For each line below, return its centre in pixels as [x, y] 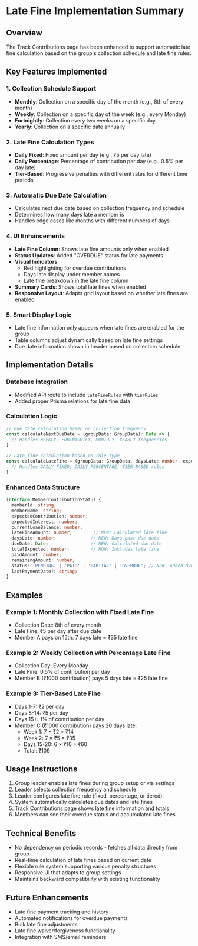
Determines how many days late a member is [69, 215]
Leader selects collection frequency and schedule [75, 790]
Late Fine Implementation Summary [95, 11]
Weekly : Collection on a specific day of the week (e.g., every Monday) [100, 114]
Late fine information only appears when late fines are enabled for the [99, 327]
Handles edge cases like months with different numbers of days [92, 221]
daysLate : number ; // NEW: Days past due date [85, 538]
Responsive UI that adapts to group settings [68, 873]
